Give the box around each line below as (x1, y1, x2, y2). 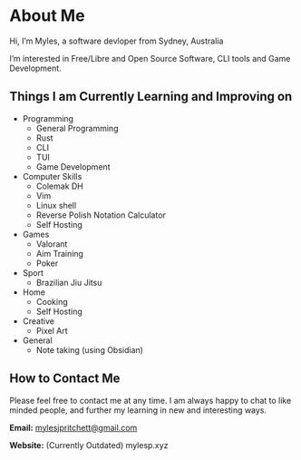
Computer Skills (22, 171, 83, 181)
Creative (22, 315, 54, 327)
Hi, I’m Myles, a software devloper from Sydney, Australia (9, 35, 224, 46)
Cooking (35, 296, 68, 307)
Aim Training (35, 248, 84, 259)
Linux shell (35, 200, 77, 210)
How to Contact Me (9, 371, 121, 387)
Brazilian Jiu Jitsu (35, 277, 102, 288)
